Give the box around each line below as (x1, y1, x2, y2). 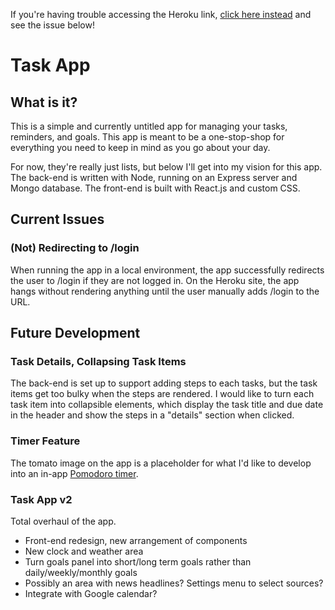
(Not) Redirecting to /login (10, 241, 140, 255)
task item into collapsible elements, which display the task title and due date (10, 399, 324, 411)
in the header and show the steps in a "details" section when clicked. (10, 409, 295, 421)
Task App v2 (10, 492, 73, 506)
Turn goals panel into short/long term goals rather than (24, 555, 252, 568)
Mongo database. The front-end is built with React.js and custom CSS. (10, 182, 301, 194)
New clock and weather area (24, 545, 144, 557)
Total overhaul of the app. (10, 515, 117, 527)
